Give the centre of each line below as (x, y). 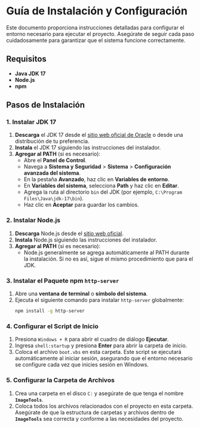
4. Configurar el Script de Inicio (52, 326)
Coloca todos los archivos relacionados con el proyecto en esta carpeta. (104, 406)
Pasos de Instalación (46, 105)
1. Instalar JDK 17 (31, 122)
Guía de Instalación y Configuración (97, 11)
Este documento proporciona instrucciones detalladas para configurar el (95, 27)
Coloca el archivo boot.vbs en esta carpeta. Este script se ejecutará (98, 352)
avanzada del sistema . (52, 173)
